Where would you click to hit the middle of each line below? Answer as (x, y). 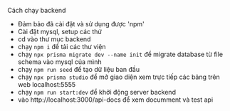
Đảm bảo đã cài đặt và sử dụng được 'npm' (81, 24)
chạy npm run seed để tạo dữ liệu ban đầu (79, 69)
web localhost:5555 (47, 84)
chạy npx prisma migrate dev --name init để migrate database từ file (120, 54)
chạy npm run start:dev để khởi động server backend (97, 92)
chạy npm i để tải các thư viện (62, 47)
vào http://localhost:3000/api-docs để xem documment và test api (115, 100)
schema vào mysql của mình (59, 62)
